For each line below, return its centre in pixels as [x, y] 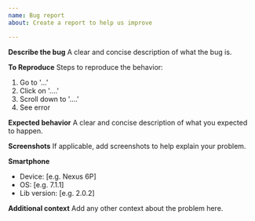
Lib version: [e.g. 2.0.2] [57, 193]
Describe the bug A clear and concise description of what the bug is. [120, 52]
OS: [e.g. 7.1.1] [42, 184]
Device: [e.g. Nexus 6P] [58, 176]
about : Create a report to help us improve [80, 23]
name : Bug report [36, 15]
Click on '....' [39, 90]
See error [35, 107]
